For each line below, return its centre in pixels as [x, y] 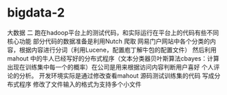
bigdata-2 [36, 13]
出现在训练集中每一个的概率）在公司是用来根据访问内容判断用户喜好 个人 [110, 67]
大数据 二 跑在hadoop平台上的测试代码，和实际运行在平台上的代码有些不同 [113, 32]
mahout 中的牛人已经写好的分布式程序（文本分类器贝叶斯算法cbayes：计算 [113, 58]
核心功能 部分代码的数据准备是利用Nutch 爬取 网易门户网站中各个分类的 [109, 41]
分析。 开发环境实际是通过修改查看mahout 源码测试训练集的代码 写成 [117, 75]
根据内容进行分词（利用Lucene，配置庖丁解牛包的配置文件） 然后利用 [118, 50]
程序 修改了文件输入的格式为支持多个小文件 [80, 84]
